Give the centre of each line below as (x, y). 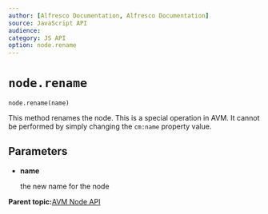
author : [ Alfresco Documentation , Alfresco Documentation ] (109, 16)
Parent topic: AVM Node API (54, 201)
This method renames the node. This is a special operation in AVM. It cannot (134, 118)
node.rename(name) (39, 103)
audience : (25, 30)
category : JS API (37, 38)
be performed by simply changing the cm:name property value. (110, 127)
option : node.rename (43, 46)
